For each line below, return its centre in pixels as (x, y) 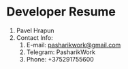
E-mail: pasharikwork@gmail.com (74, 45)
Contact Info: (34, 37)
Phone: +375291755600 (60, 59)
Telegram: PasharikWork (61, 52)
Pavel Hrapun (35, 30)
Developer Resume (61, 12)
